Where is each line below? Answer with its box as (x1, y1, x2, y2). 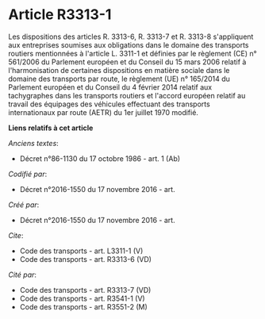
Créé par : (8, 200, 40, 209)
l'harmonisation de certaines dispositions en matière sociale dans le (8, 65, 230, 75)
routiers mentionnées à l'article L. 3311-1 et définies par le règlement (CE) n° (8, 48, 257, 58)
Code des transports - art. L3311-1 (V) (19, 246, 144, 256)
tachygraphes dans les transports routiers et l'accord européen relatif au (8, 90, 246, 100)
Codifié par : (8, 169, 48, 179)
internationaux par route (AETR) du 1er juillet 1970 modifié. (8, 107, 198, 117)
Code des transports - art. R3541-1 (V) (19, 294, 145, 303)
